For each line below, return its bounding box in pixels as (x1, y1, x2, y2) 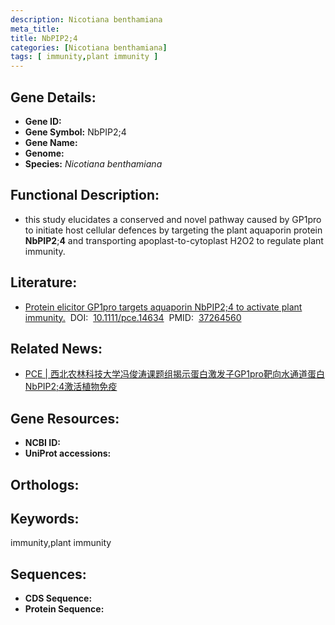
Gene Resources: (10, 410, 120, 427)
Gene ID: (24, 115, 62, 127)
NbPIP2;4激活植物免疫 (24, 381, 118, 393)
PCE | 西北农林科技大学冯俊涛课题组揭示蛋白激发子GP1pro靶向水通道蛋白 (24, 368, 325, 380)
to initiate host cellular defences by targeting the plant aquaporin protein (24, 224, 323, 236)
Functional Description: (10, 187, 160, 204)
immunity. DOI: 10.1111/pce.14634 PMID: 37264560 (24, 311, 242, 323)
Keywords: (10, 510, 80, 527)
